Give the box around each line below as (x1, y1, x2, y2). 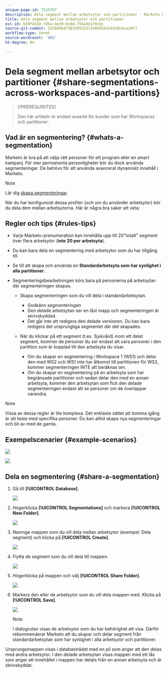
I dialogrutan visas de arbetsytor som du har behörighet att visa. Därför (12, 625, 159, 631)
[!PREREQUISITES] (17, 104, 56, 110)
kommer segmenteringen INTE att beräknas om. (27, 364, 126, 371)
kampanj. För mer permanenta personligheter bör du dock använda (5, 160, 143, 166)
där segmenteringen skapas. (12, 283, 71, 289)
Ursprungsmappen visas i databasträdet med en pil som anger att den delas (5, 646, 162, 652)
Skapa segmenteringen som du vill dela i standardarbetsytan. (19, 292, 146, 298)
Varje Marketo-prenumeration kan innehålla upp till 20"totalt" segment (12, 232, 157, 238)
